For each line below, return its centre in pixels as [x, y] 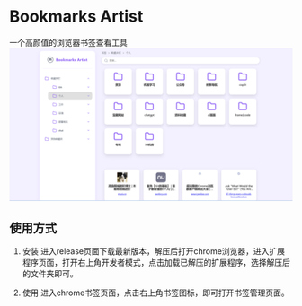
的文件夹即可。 [50, 274]
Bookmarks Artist [76, 17]
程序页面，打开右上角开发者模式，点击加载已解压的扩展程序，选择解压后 [156, 263]
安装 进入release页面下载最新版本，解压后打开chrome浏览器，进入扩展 [154, 251]
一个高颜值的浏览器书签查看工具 [68, 42]
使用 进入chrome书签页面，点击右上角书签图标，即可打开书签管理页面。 [155, 293]
